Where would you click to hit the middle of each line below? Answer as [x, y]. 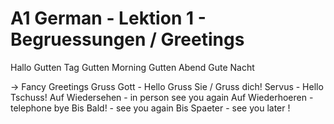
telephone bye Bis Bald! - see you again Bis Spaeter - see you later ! [150, 108]
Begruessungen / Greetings [127, 39]
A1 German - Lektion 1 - [108, 18]
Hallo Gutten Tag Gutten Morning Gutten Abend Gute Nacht [132, 67]
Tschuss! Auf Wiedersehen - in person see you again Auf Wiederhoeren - [162, 97]
